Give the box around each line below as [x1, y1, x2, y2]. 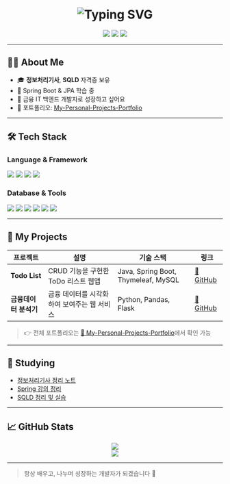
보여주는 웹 [62, 299, 97, 309]
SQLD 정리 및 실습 [16, 394, 66, 402]
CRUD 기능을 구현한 [47, 266, 110, 275]
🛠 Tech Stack [7, 131, 67, 143]
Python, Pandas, [117, 294, 170, 304]
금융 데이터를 [47, 289, 88, 298]
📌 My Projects [7, 231, 68, 243]
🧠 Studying [7, 357, 55, 369]
